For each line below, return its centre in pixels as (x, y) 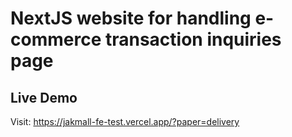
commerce (56, 39)
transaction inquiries (193, 39)
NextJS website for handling (131, 18)
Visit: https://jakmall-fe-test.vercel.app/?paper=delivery (125, 121)
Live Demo (44, 97)
